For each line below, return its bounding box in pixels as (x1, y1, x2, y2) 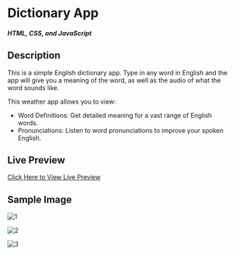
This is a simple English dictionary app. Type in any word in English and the (7, 68, 228, 77)
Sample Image (7, 193, 73, 205)
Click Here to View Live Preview (7, 173, 101, 182)
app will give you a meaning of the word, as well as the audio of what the (7, 76, 221, 85)
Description (7, 50, 61, 62)
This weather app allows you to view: (7, 97, 116, 106)
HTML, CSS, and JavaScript (7, 28, 92, 37)
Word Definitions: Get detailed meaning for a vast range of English (17, 111, 212, 119)
